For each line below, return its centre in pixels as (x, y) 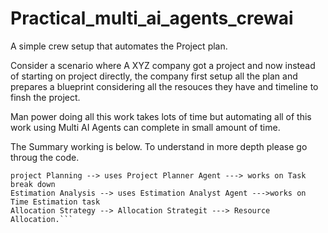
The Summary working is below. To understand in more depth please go (159, 146)
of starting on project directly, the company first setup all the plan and (154, 76)
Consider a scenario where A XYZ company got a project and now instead (163, 65)
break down (33, 184)
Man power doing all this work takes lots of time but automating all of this (161, 116)
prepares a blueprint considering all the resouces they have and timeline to (164, 86)
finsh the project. (45, 97)
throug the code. (45, 157)
